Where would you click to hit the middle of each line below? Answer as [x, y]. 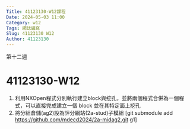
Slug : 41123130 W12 [30, 34]
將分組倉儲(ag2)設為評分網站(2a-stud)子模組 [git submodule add [94, 112]
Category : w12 [24, 22]
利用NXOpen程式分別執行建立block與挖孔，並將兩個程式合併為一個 [97, 98]
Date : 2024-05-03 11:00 [36, 17]
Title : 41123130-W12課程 [36, 12]
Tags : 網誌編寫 [23, 28]
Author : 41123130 [28, 39]
